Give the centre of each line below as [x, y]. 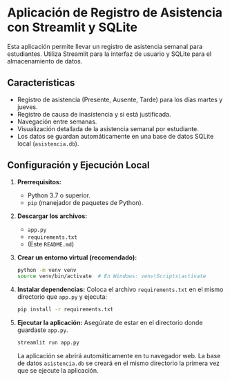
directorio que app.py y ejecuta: [62, 297]
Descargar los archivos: [52, 216]
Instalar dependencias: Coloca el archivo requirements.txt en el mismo [120, 290]
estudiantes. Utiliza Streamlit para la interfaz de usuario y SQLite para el [109, 54]
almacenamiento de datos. [45, 61]
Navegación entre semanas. [57, 121]
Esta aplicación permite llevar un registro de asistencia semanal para [105, 46]
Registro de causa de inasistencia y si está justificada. [94, 114]
